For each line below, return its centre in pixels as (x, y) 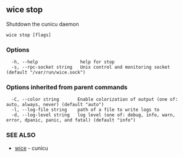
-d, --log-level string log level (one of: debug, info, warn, (94, 115)
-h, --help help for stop (63, 62)
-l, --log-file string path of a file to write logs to (86, 110)
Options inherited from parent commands (67, 87)
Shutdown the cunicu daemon (43, 24)
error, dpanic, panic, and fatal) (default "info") (71, 120)
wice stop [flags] (29, 35)
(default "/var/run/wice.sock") (46, 73)
